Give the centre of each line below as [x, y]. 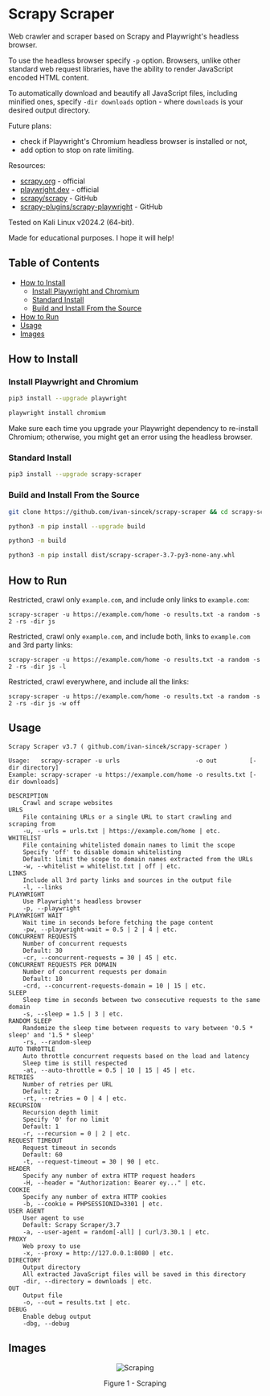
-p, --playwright [52, 908]
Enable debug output [57, 1316]
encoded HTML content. [49, 77]
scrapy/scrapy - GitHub [59, 198]
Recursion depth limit [61, 1112]
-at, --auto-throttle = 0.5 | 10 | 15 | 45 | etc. [109, 1070]
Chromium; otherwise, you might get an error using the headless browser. [131, 437]
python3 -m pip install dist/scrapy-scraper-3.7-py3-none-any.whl [122, 556]
